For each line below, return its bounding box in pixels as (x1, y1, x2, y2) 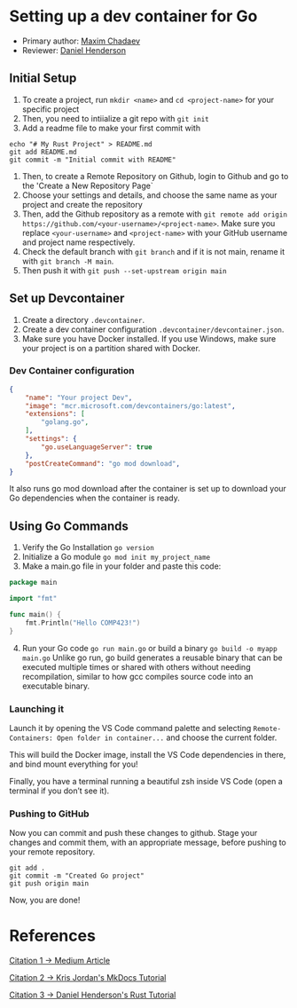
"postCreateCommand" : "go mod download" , (25, 459, 180, 468)
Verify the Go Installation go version (21, 542, 155, 553)
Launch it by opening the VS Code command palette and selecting (9, 722, 252, 733)
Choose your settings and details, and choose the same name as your (21, 189, 277, 201)
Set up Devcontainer (9, 291, 125, 306)
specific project (21, 104, 80, 114)
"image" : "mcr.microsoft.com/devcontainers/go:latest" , (25, 401, 237, 410)
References (9, 925, 96, 946)
